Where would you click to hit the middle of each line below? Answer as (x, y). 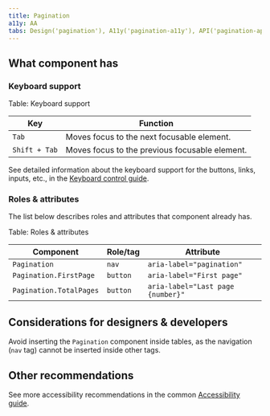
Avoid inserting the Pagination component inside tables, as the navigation (130, 341)
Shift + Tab (35, 150)
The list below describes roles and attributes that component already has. (130, 217)
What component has (63, 63)
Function (157, 124)
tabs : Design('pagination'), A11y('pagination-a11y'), (102, 31)
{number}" (166, 295)
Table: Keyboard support (49, 104)
